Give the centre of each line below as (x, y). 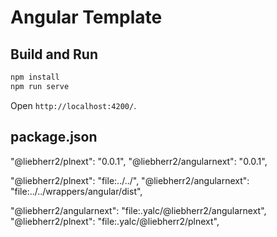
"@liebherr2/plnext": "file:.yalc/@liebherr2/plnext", (115, 221)
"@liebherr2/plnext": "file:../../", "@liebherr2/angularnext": (130, 180)
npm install (35, 77)
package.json (54, 137)
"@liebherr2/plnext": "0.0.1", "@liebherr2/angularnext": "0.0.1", (139, 161)
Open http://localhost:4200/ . (73, 105)
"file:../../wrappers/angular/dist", (76, 191)
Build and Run (54, 54)
